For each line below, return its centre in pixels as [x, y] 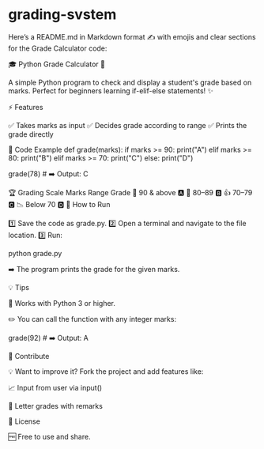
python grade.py [35, 253]
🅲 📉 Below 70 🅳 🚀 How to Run [59, 204]
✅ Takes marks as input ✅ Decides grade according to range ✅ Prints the [128, 125]
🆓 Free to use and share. [49, 436]
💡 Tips [19, 287]
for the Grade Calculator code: [58, 48]
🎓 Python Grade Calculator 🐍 [57, 64]
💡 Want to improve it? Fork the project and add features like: [106, 371]
